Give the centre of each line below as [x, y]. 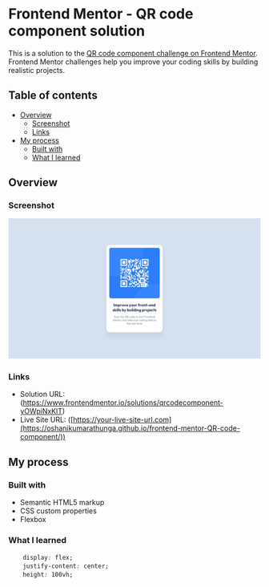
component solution [77, 31]
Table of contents [53, 96]
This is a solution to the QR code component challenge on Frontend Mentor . [133, 53]
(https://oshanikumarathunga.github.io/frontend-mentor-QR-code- [130, 428]
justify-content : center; [66, 566]
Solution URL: [42, 395]
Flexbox [33, 519]
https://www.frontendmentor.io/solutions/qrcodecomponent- [123, 403]
